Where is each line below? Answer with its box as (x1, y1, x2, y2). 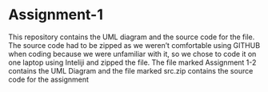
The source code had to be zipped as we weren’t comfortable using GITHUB (8, 40, 261, 50)
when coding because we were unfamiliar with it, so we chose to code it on (8, 49, 257, 58)
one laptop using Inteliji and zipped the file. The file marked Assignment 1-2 (8, 58, 257, 67)
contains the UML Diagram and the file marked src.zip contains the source (8, 66, 254, 75)
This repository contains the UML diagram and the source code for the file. (8, 32, 255, 42)
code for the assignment (8, 74, 90, 84)
